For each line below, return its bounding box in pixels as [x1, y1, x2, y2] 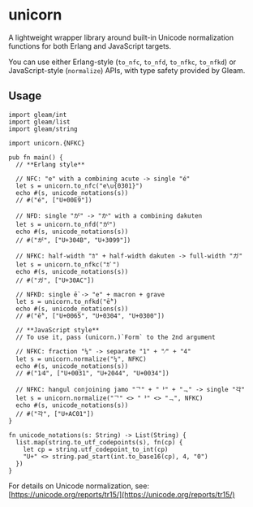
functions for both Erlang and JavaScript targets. [8, 41, 172, 50]
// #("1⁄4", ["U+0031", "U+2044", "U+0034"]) [15, 369, 169, 377]
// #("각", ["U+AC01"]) [15, 409, 95, 418]
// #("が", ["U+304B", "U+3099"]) [15, 236, 131, 245]
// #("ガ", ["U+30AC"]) [15, 276, 95, 284]
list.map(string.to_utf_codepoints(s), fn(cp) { [15, 438, 183, 446]
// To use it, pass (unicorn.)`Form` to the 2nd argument [15, 333, 217, 341]
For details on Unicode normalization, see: [8, 481, 150, 491]
